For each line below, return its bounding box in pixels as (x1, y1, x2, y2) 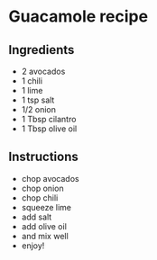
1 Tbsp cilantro (21, 114, 77, 124)
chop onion (21, 183, 64, 193)
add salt (21, 211, 52, 222)
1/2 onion (21, 104, 56, 114)
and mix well (21, 230, 69, 241)
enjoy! (21, 240, 45, 251)
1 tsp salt (21, 94, 55, 105)
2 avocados (21, 66, 66, 76)
